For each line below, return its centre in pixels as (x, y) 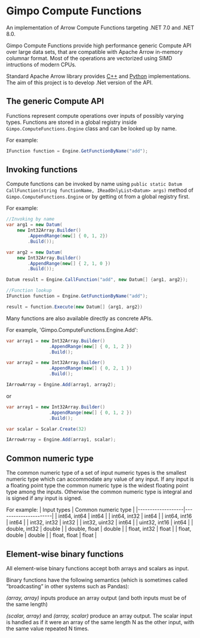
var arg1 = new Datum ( (34, 225)
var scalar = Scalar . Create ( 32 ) (46, 429)
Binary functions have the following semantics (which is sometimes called (97, 580)
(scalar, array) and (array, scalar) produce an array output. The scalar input (99, 616)
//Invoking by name (30, 219)
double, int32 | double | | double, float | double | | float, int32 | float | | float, (99, 529)
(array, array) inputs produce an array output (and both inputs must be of (96, 598)
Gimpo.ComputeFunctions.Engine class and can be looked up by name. (92, 128)
